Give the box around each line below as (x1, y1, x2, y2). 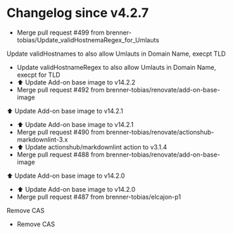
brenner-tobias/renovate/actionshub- (106, 128, 215, 136)
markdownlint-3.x (16, 135, 68, 144)
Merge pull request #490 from (16, 128, 105, 136)
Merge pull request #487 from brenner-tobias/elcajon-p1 (16, 192, 181, 201)
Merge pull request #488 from (16, 150, 105, 159)
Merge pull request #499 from (16, 28, 105, 37)
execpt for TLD (16, 70, 61, 79)
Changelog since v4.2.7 (6, 5, 149, 21)
